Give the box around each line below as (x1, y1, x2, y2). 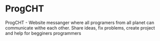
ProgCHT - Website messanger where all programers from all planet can (5, 19, 154, 25)
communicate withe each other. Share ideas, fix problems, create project (5, 24, 155, 30)
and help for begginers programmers (5, 30, 81, 36)
